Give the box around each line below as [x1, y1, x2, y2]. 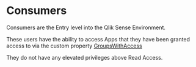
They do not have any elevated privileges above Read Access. [6, 54, 163, 61]
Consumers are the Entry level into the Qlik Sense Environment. [6, 24, 166, 31]
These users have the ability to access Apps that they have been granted [6, 35, 191, 43]
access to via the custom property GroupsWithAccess [6, 42, 142, 49]
